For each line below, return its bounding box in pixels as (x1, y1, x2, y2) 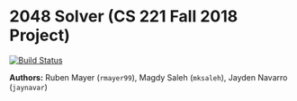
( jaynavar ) (9, 81, 48, 92)
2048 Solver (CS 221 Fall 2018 (9, 6, 238, 27)
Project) (9, 25, 70, 46)
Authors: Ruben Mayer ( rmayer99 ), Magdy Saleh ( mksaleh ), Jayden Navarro (9, 72, 288, 82)
